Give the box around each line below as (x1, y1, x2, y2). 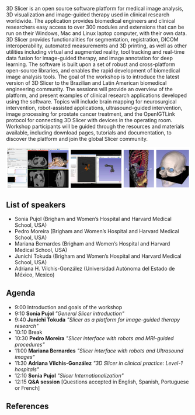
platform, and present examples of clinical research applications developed (6, 92, 187, 99)
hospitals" (14, 365, 40, 373)
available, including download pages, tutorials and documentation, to (6, 129, 172, 136)
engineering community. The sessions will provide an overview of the (6, 86, 173, 92)
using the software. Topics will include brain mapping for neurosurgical (6, 98, 177, 105)
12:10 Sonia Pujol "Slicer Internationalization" (14, 372, 124, 379)
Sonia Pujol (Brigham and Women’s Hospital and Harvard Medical (14, 216, 172, 223)
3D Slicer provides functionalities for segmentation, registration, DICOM (6, 36, 179, 43)
